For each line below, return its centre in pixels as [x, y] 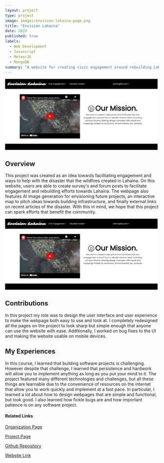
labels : [13, 42]
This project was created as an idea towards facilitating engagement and [78, 175]
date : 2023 [16, 31]
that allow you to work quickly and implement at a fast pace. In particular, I [80, 389]
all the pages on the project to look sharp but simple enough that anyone [78, 325]
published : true [21, 36]
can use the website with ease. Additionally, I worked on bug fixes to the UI [81, 331]
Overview [20, 164]
